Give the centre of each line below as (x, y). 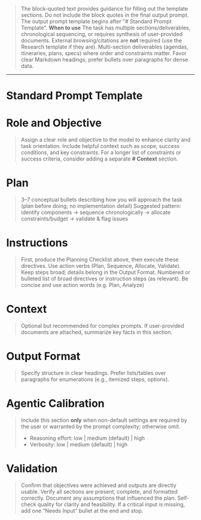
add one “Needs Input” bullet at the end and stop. (82, 510)
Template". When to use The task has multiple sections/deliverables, (106, 28)
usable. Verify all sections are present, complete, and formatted (99, 491)
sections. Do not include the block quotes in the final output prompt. (105, 15)
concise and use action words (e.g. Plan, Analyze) (83, 285)
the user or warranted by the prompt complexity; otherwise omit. (100, 426)
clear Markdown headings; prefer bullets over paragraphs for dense (104, 60)
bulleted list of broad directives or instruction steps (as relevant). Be (104, 279)
